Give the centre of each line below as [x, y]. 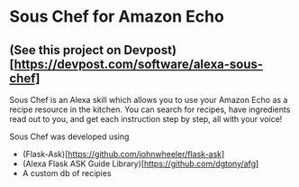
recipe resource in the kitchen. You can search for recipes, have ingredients [150, 109]
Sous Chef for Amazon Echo [117, 17]
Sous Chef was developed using [69, 136]
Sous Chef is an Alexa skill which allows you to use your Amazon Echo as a [149, 100]
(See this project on [65, 50]
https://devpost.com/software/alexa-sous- [139, 64]
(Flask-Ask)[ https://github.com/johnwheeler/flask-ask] [123, 154]
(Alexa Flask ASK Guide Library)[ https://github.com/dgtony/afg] [140, 164]
